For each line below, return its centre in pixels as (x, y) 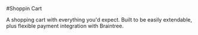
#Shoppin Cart (24, 8)
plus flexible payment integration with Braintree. (65, 26)
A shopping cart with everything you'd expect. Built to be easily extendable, (99, 20)
